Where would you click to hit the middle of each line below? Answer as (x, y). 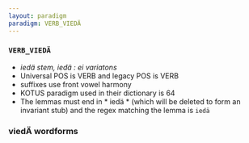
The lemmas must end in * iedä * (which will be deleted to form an (130, 101)
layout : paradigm (38, 16)
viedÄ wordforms (43, 131)
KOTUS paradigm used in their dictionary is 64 (97, 93)
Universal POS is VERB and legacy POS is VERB (99, 76)
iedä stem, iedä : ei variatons (68, 67)
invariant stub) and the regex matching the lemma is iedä (115, 110)
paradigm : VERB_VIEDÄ (45, 23)
